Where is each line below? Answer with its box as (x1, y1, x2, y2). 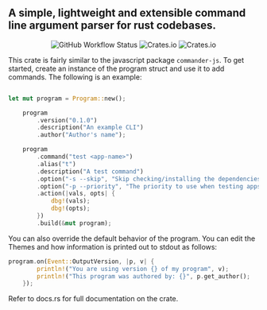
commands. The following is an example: (8, 72, 142, 82)
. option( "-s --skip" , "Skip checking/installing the (37, 175, 215, 183)
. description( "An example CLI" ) (37, 123, 145, 132)
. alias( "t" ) (37, 160, 77, 168)
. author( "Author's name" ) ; (37, 131, 126, 139)
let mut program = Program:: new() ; (8, 95, 126, 103)
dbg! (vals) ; (50, 197, 91, 205)
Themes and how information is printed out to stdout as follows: (8, 242, 217, 251)
